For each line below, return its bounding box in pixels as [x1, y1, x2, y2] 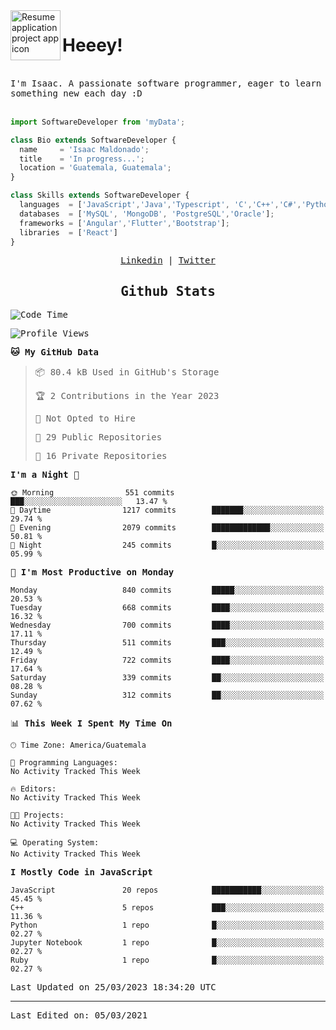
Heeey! [62, 34, 123, 57]
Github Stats [120, 283, 216, 299]
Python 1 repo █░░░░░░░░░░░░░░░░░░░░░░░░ [10, 920, 325, 931]
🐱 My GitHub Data [10, 347, 100, 358]
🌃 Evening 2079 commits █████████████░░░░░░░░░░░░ [10, 523, 325, 533]
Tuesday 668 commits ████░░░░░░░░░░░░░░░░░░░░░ [10, 603, 325, 613]
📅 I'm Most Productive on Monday [10, 567, 175, 578]
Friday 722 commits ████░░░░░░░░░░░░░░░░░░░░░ [10, 655, 325, 666]
